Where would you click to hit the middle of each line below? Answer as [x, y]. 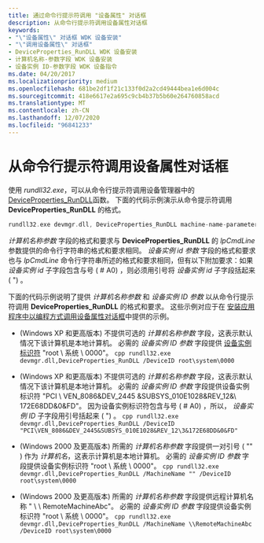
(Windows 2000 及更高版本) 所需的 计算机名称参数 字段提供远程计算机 [133, 496]
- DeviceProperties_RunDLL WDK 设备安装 [73, 52]
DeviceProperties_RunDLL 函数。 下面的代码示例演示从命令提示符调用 [120, 199]
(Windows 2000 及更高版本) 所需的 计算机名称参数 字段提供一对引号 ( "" [136, 446]
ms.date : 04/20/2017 [42, 74]
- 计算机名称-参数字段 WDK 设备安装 [60, 60]
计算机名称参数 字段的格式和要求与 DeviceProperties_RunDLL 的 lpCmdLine [132, 240]
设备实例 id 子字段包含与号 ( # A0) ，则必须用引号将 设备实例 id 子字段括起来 [132, 270]
